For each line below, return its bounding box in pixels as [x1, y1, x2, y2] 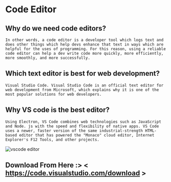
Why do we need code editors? [5, 24, 106, 33]
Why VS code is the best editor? [5, 106, 110, 115]
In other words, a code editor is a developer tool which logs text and [5, 37, 164, 42]
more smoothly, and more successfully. [5, 55, 91, 60]
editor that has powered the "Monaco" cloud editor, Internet [18, 132, 155, 138]
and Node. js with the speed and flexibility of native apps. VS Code [5, 124, 159, 129]
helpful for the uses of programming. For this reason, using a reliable [5, 47, 166, 52]
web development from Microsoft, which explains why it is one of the [5, 87, 159, 93]
